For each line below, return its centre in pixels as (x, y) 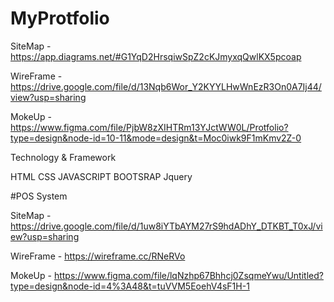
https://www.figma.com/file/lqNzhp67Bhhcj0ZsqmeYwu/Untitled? (188, 275)
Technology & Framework (63, 157)
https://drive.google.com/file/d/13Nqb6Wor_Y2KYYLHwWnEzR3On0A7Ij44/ (166, 86)
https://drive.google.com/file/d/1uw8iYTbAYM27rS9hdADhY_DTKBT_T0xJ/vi (166, 226)
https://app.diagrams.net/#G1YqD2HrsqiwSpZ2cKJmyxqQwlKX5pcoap (156, 56)
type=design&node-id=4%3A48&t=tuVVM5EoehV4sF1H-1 (130, 286)
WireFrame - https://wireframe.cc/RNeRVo (98, 256)
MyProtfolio (60, 18)
